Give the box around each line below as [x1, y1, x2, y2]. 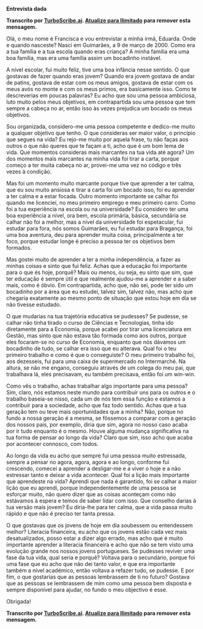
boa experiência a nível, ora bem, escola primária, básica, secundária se [6, 212, 186, 219]
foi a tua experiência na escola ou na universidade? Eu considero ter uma [6, 205, 188, 213]
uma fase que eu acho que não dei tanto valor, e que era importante [6, 561, 176, 567]
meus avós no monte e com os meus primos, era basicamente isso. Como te [6, 85, 197, 93]
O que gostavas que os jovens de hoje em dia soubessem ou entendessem [6, 522, 193, 529]
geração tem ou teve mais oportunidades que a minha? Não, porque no [6, 408, 184, 415]
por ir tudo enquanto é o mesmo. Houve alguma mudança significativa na [6, 427, 189, 434]
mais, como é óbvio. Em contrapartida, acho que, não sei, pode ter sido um [6, 282, 193, 288]
